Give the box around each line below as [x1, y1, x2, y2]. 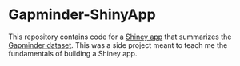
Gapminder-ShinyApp [8, 6, 156, 24]
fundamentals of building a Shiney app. [8, 49, 138, 58]
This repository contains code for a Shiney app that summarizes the [8, 32, 232, 41]
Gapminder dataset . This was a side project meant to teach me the [8, 40, 228, 49]
